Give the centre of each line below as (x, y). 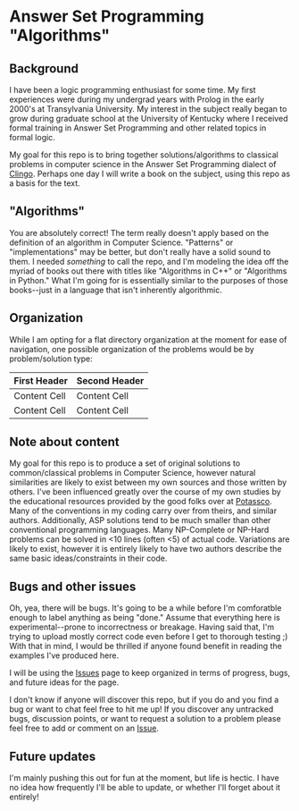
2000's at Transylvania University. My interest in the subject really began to (148, 109)
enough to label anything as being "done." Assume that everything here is (145, 618)
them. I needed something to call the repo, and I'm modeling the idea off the (149, 261)
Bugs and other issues (73, 586)
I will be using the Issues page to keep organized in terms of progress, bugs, (150, 673)
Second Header (110, 380)
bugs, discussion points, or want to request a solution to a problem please (145, 719)
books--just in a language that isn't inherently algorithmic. (116, 290)
